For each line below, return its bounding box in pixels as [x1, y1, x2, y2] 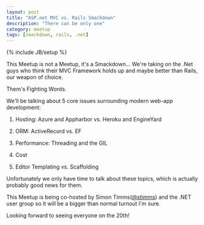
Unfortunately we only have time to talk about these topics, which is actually [6, 175, 199, 183]
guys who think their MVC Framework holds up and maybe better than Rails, [6, 67, 198, 74]
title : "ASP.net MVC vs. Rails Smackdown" [6, 15, 116, 21]
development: [6, 104, 41, 111]
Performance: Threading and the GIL [15, 139, 108, 147]
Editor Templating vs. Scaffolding [15, 163, 99, 170]
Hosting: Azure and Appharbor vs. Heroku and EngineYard [15, 116, 162, 123]
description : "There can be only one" [6, 20, 105, 26]
